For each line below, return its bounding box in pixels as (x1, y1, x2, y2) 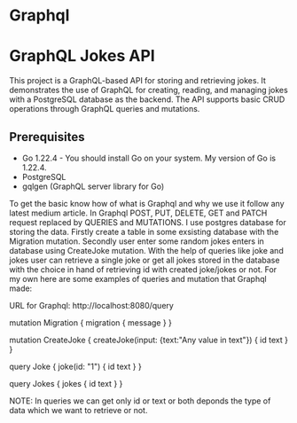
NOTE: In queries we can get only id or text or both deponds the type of (9, 396, 271, 406)
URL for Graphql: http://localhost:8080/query (9, 300, 175, 310)
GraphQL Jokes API (9, 46, 155, 67)
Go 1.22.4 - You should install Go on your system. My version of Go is (21, 153, 277, 163)
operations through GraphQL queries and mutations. (9, 104, 200, 114)
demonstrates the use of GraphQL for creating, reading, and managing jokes (9, 85, 288, 96)
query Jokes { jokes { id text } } (9, 378, 123, 388)
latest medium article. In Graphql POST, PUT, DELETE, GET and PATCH (9, 208, 268, 218)
